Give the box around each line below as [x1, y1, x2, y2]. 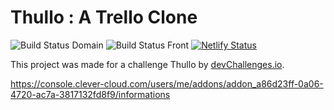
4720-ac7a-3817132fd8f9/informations [10, 88, 171, 100]
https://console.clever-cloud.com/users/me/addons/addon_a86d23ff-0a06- [10, 77, 324, 90]
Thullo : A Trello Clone [10, 6, 198, 29]
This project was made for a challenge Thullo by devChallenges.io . [10, 58, 285, 70]
